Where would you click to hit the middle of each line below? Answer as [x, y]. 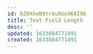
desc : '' [20, 27]
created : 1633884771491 [42, 40]
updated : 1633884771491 [42, 33]
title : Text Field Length [45, 20]
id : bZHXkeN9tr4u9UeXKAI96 [47, 14]
